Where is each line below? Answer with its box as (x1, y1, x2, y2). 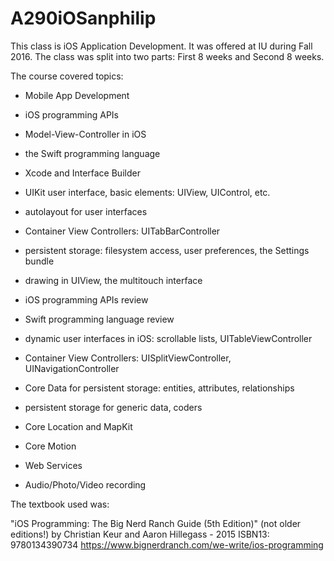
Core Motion (24, 440, 77, 452)
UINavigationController (24, 362, 120, 374)
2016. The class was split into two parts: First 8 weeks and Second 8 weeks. (10, 50, 325, 62)
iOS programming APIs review (24, 293, 149, 306)
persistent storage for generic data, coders (24, 401, 203, 413)
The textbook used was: (10, 498, 110, 510)
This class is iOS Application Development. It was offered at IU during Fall (10, 40, 313, 52)
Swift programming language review (24, 313, 175, 325)
